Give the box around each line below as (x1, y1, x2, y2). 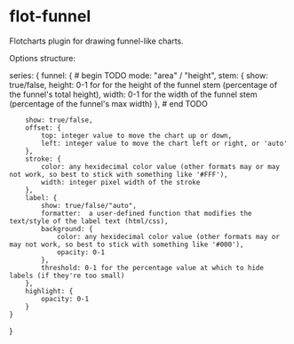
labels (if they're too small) (9, 271, 125, 280)
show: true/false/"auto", (41, 201, 138, 210)
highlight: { (25, 286, 74, 295)
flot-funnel (9, 6, 91, 27)
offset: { (25, 123, 62, 132)
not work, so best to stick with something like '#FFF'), (9, 170, 228, 179)
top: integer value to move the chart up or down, (41, 131, 233, 140)
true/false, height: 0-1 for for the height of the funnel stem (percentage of (9, 79, 278, 90)
